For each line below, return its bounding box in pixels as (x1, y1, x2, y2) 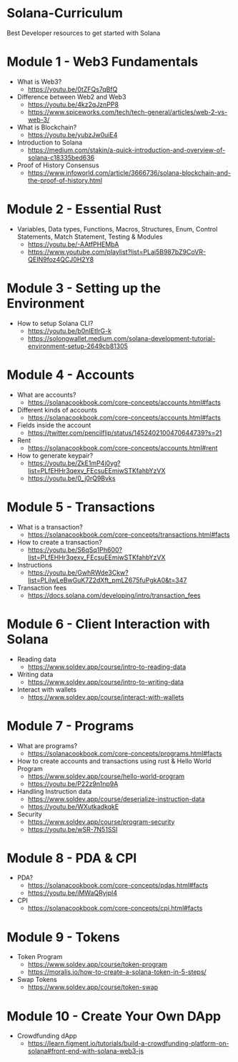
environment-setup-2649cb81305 (27, 342, 128, 350)
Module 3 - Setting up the (6, 280, 162, 296)
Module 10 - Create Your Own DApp (6, 1008, 222, 1024)
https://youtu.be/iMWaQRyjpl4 (27, 888, 118, 898)
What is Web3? (16, 77, 62, 86)
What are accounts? (16, 390, 76, 399)
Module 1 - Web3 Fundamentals (6, 54, 199, 70)
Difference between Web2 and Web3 (16, 92, 127, 101)
